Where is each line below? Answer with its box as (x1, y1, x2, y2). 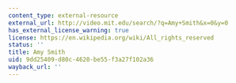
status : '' (8, 41, 44, 49)
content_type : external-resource (8, 11, 119, 20)
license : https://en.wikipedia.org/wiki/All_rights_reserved (8, 33, 215, 42)
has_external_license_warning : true (8, 26, 129, 34)
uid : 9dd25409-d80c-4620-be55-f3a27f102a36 (8, 56, 154, 64)
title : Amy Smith (8, 48, 66, 56)
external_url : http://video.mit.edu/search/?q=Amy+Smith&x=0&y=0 (8, 19, 228, 27)
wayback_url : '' (8, 63, 62, 71)
